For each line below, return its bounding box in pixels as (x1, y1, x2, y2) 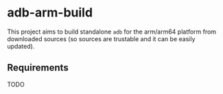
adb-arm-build (7, 5, 93, 21)
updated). (7, 42, 35, 50)
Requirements (7, 62, 69, 73)
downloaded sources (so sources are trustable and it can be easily (7, 34, 196, 43)
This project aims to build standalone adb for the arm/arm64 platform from (7, 27, 217, 36)
